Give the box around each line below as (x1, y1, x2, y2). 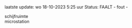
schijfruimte (4, 14, 29, 19)
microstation (4, 19, 30, 24)
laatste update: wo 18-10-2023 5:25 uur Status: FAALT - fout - (4, 4, 128, 10)
